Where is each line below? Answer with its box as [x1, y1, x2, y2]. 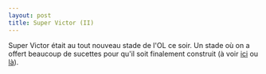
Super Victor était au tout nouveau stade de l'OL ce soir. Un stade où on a [8, 40, 250, 50]
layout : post [8, 11, 52, 20]
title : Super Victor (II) [8, 19, 94, 27]
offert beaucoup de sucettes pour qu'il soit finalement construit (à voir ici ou [8, 49, 259, 58]
